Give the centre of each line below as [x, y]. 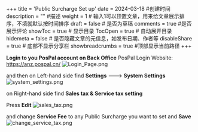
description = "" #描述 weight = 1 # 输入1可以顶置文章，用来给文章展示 [93, 16]
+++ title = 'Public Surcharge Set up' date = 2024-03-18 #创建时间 [88, 9]
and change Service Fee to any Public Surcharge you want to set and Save [99, 117]
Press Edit [19, 105]
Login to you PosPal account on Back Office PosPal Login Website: [90, 58]
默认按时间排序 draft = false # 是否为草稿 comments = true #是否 [112, 23]
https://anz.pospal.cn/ [33, 64]
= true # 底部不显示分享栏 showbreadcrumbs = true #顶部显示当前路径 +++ [99, 46]
